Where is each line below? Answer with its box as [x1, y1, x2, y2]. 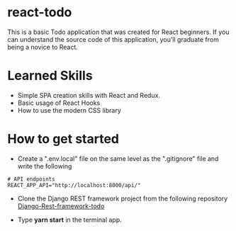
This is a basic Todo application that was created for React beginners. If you [7, 28, 230, 36]
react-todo [7, 4, 72, 21]
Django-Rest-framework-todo [17, 201, 105, 210]
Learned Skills [7, 68, 94, 84]
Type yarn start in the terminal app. [17, 215, 122, 224]
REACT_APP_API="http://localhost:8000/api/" [7, 181, 141, 188]
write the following [17, 162, 72, 170]
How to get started [7, 131, 119, 147]
